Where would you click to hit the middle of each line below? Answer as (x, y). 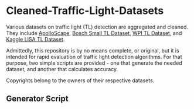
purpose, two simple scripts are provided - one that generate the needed (94, 63)
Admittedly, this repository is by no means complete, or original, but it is (93, 50)
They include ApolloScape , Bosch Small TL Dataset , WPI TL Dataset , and (94, 33)
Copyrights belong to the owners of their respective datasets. (80, 80)
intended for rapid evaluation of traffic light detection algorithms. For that (94, 57)
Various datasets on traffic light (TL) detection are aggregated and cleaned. (97, 27)
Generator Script (37, 99)
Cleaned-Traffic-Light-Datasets (85, 11)
